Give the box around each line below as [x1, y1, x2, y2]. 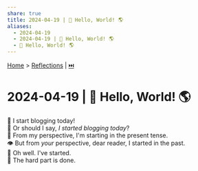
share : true [7, 10, 41, 17]
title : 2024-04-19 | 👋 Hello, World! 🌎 [7, 16, 124, 23]
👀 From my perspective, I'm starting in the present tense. [7, 131, 168, 139]
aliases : [7, 23, 32, 30]
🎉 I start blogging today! [7, 116, 76, 124]
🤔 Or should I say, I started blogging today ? [7, 124, 130, 132]
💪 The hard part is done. [7, 156, 76, 164]
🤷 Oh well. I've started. [7, 148, 71, 157]
